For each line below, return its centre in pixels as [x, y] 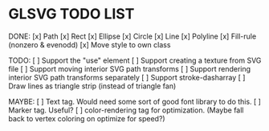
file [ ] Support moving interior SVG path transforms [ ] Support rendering [130, 68]
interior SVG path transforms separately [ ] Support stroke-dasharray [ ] [127, 77]
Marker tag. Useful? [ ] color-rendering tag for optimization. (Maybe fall [126, 110]
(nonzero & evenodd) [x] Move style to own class [90, 44]
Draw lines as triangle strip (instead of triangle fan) [92, 86]
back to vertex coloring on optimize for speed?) [87, 118]
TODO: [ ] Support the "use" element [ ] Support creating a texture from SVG [135, 60]
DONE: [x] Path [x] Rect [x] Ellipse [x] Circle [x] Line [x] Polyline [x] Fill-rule [132, 36]
